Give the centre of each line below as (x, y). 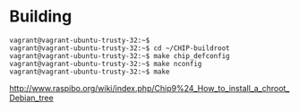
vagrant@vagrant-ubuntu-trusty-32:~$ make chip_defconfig (120, 55)
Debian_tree (31, 98)
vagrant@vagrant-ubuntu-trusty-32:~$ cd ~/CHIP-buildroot (120, 48)
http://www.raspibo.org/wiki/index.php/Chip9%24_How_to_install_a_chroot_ (149, 88)
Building (41, 17)
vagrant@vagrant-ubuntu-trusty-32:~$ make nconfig (106, 64)
